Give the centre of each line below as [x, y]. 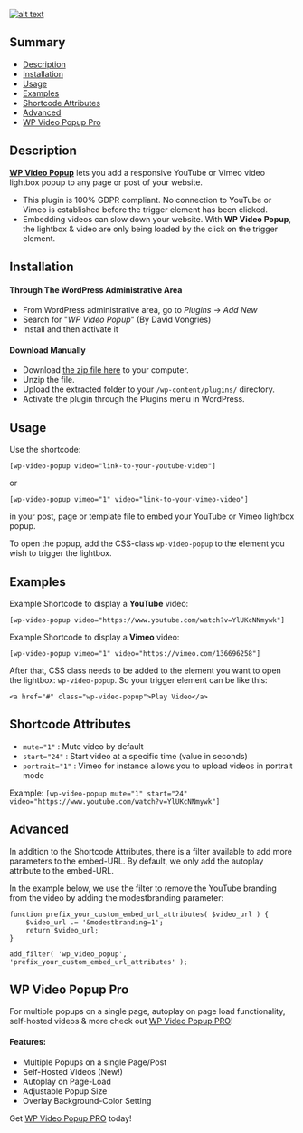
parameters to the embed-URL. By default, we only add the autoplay [137, 861]
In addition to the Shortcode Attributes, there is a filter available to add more [151, 851]
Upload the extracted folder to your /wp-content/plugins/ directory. [149, 389]
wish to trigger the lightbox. [61, 553]
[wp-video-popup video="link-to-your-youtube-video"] [113, 466]
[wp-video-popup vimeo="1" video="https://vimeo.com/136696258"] [135, 654]
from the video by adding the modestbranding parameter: [117, 897]
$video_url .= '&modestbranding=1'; [95, 922]
